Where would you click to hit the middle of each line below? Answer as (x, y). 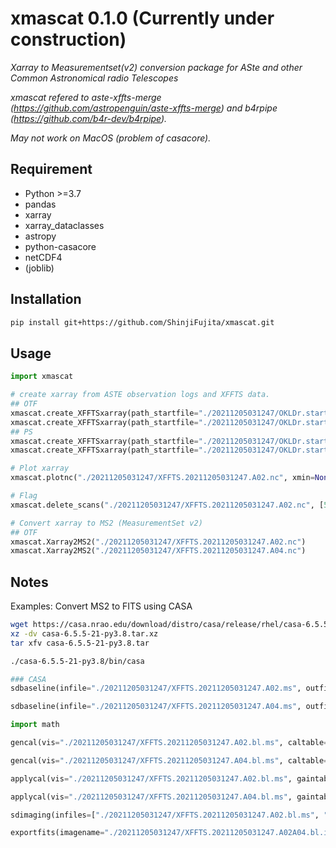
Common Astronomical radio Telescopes (94, 78)
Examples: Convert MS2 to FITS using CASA (101, 606)
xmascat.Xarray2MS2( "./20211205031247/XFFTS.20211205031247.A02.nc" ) (158, 542)
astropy (40, 236)
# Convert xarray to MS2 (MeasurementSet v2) (106, 523)
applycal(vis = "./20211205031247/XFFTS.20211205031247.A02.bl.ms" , (151, 778)
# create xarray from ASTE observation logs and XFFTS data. (140, 395)
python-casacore (60, 246)
